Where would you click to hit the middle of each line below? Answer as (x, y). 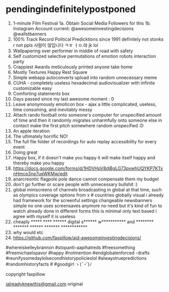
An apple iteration (31, 131)
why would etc (28, 232)
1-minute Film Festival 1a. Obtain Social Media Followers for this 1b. (82, 23)
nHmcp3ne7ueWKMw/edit (40, 173)
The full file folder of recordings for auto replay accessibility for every (85, 141)
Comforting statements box (41, 93)
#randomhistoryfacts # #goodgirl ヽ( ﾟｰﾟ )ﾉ (49, 264)
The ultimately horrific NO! (40, 136)
